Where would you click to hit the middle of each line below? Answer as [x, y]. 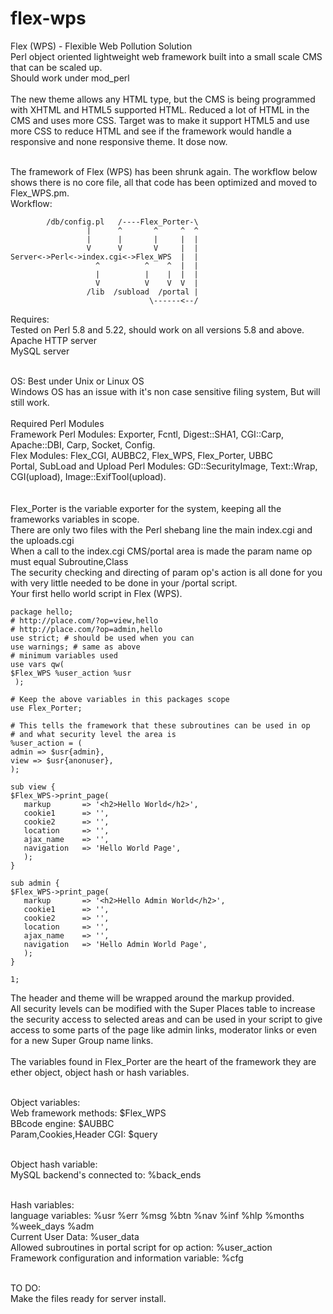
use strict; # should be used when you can [102, 638]
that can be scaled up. [56, 67]
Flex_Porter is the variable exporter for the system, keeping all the [146, 508]
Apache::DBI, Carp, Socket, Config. [83, 444]
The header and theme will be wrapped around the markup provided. [152, 998]
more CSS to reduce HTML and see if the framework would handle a [151, 131]
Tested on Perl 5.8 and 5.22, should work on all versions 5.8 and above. [157, 329]
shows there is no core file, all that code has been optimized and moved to [164, 182]
